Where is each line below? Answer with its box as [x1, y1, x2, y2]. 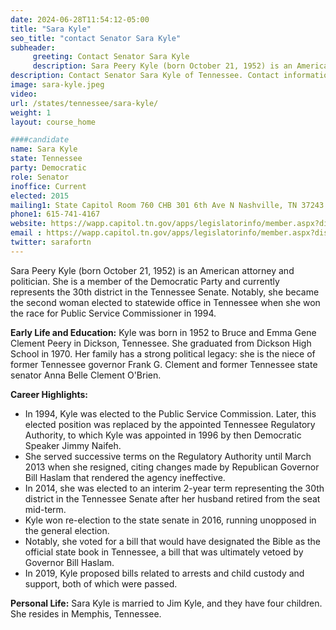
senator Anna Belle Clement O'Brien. [10, 369, 162, 381]
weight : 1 [10, 107, 52, 118]
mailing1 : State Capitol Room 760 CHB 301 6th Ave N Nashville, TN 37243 [10, 200, 325, 210]
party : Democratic [10, 163, 87, 173]
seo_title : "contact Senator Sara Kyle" [10, 33, 182, 43]
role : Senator [10, 172, 70, 182]
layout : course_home [10, 117, 97, 127]
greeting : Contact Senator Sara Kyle [32, 52, 190, 62]
